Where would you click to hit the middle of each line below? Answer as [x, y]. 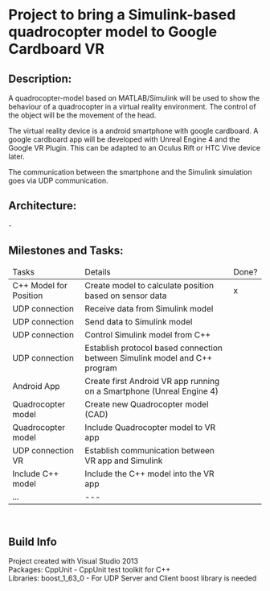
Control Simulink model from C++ [148, 334]
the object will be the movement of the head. [82, 115]
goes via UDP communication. [58, 180]
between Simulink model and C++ [149, 357]
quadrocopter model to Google [113, 32]
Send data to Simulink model [139, 321]
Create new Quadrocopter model [147, 404]
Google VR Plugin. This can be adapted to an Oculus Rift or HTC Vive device [135, 148]
